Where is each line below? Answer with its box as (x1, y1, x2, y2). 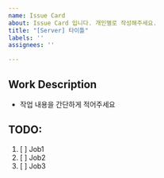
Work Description (8, 77, 97, 91)
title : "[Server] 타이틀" (8, 26, 89, 34)
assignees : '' (8, 41, 55, 49)
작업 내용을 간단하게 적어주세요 (19, 99, 116, 109)
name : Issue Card (8, 11, 66, 20)
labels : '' (8, 33, 44, 42)
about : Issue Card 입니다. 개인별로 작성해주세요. (8, 19, 157, 27)
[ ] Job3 (19, 161, 46, 171)
